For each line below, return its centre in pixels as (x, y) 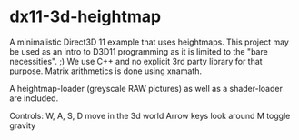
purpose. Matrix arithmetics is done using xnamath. (106, 71)
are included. (34, 98)
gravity (23, 125)
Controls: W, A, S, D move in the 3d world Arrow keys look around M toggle (150, 115)
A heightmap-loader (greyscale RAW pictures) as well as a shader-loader (146, 88)
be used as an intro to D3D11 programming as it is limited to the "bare (139, 51)
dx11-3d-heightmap (85, 17)
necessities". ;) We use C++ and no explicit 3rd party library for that (136, 61)
